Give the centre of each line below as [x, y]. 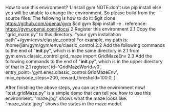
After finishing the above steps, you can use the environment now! [75, 88]
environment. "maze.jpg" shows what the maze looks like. [66, 98]
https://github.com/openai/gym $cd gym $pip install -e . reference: [76, 23]
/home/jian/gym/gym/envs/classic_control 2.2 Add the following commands [85, 45]
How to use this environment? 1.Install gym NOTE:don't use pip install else [83, 7]
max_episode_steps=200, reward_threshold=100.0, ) [61, 78]
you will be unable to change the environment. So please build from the [81, 13]
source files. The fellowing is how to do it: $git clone [60, 18]
